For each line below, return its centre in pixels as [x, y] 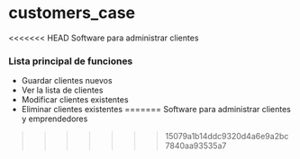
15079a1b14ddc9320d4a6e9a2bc [227, 137]
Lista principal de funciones [71, 61]
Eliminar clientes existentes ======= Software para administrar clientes [156, 110]
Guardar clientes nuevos [67, 81]
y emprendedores [55, 119]
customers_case [72, 13]
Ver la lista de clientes [62, 90]
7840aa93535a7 [196, 146]
